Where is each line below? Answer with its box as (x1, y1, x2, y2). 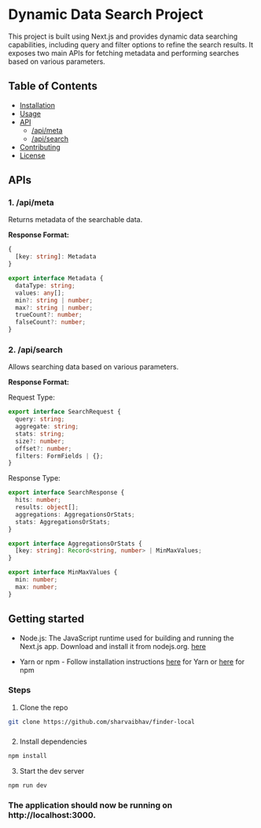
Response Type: (8, 473, 61, 483)
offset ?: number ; (15, 444, 72, 452)
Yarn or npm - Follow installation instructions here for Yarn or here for (19, 656, 245, 666)
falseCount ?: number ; (15, 318, 86, 326)
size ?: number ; (15, 437, 65, 445)
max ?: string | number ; (15, 303, 93, 312)
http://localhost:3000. (8, 810, 97, 821)
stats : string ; (15, 429, 65, 438)
